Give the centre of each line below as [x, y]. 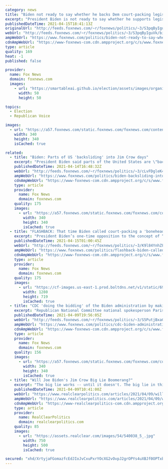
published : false [23, 61]
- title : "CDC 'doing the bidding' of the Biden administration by [81, 306]
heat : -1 [14, 56]
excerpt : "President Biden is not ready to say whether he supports [78, 19]
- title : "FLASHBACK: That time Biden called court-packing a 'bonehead [87, 232]
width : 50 [28, 93]
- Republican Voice [30, 116]
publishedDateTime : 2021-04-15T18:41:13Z [49, 24]
